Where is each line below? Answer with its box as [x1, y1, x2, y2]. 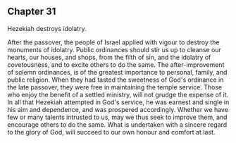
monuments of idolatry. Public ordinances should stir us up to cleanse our [7, 45, 222, 54]
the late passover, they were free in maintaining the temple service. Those [7, 82, 223, 91]
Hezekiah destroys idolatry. [7, 24, 87, 32]
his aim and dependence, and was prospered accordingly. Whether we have [7, 105, 229, 113]
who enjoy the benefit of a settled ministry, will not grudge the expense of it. [7, 90, 229, 99]
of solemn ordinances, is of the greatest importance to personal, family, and [7, 68, 228, 76]
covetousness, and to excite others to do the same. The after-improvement [7, 60, 225, 69]
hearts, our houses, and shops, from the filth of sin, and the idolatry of [7, 53, 211, 61]
